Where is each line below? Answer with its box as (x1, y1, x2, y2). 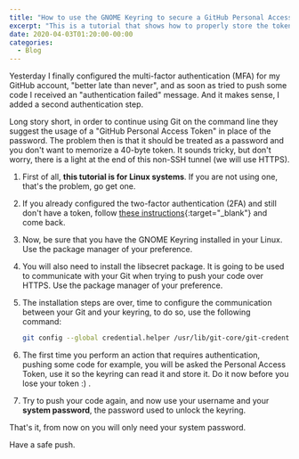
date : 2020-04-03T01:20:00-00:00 (9, 29, 133, 38)
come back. (21, 217, 66, 228)
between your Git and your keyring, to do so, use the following (21, 307, 251, 317)
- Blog (17, 46, 42, 55)
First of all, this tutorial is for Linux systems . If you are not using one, (21, 171, 279, 183)
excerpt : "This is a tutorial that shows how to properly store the (9, 21, 269, 30)
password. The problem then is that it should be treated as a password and (9, 135, 285, 146)
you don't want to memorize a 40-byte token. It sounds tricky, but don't (9, 144, 271, 156)
